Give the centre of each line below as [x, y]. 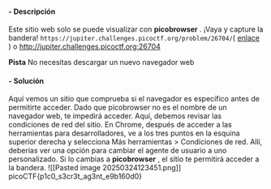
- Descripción [32, 11]
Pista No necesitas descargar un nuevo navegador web [101, 62]
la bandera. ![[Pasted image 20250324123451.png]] [95, 168]
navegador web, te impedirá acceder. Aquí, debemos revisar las [115, 116]
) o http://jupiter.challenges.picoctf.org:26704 [84, 47]
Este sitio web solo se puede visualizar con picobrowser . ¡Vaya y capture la [136, 29]
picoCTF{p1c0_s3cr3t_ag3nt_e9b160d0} [75, 176]
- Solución [26, 80]
